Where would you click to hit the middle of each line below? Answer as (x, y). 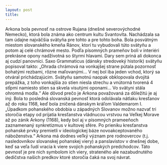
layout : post (19, 10)
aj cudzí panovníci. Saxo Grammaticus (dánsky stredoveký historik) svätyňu (84, 61)
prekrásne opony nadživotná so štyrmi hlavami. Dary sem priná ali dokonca (83, 55)
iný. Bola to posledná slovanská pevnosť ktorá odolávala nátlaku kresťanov (82, 98)
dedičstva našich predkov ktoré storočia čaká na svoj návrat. (68, 157)
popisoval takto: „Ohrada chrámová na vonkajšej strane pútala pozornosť (81, 66)
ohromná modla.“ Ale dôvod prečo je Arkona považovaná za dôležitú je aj (81, 93)
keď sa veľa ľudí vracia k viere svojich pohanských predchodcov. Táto (78, 146)
